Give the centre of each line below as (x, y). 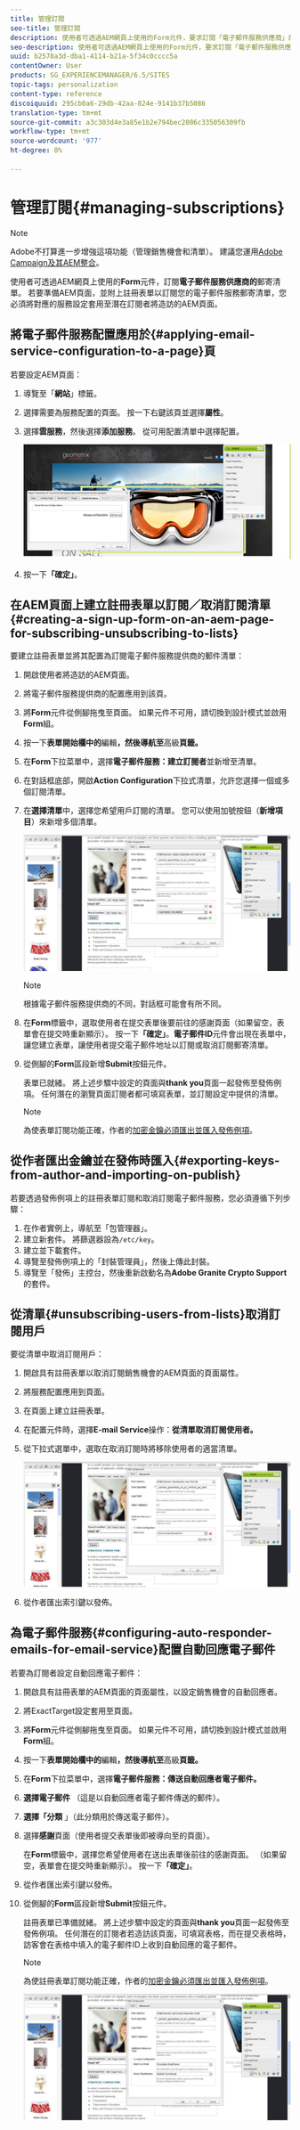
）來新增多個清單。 (66, 822)
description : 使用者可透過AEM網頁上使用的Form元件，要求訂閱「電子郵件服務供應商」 (149, 37)
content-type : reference (56, 94)
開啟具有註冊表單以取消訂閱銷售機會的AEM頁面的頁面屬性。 (133, 1373)
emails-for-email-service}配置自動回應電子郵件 (143, 1649)
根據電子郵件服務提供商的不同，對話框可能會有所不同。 (124, 1003)
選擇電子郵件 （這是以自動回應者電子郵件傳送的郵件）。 (124, 1797)
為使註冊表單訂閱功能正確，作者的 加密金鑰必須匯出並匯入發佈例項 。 (148, 1980)
